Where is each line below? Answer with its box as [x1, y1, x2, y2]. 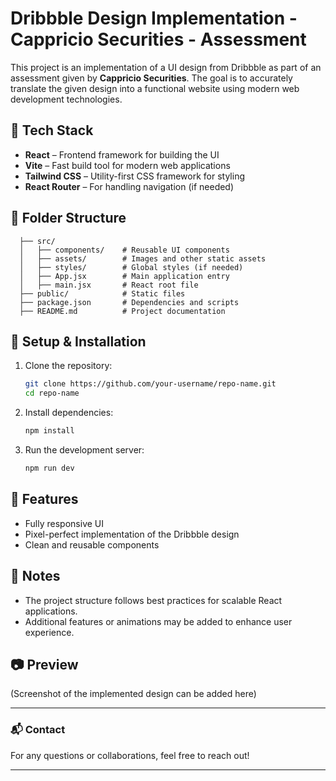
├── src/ [19, 236, 56, 246]
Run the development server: [24, 444, 145, 456]
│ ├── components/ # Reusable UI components [19, 245, 230, 255]
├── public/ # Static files [19, 288, 186, 299]
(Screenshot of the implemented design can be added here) [10, 688, 257, 700]
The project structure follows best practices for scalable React [24, 594, 283, 606]
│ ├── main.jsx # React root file [19, 280, 199, 290]
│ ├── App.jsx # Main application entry [19, 271, 230, 281]
